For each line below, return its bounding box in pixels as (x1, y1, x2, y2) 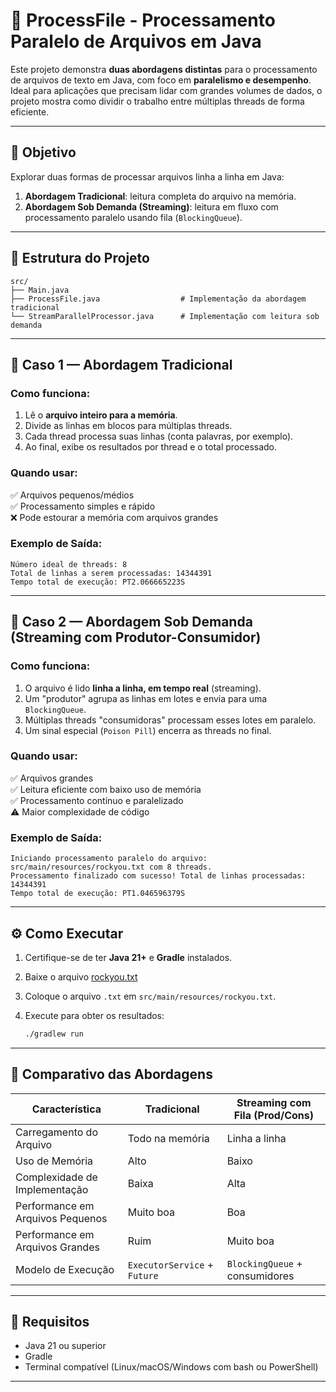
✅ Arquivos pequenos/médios (10, 489, 135, 501)
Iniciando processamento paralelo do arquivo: (10, 854, 208, 864)
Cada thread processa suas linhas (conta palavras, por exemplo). (24, 430, 294, 443)
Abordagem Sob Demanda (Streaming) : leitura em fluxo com (24, 200, 279, 213)
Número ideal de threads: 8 (10, 559, 128, 569)
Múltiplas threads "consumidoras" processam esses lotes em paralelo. (24, 714, 317, 726)
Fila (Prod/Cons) (233, 1108, 314, 1122)
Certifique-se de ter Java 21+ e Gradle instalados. (24, 951, 233, 963)
